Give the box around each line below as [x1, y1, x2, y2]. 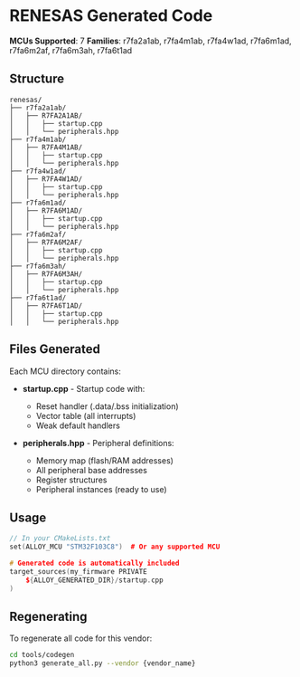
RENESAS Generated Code [9, 5, 213, 26]
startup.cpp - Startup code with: [22, 383, 145, 394]
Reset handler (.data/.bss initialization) [35, 400, 179, 412]
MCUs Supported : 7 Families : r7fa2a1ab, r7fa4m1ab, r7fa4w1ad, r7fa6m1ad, [9, 35, 292, 46]
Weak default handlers [35, 420, 120, 431]
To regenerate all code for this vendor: [9, 633, 153, 644]
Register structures [35, 474, 108, 485]
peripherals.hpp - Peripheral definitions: [22, 437, 174, 448]
